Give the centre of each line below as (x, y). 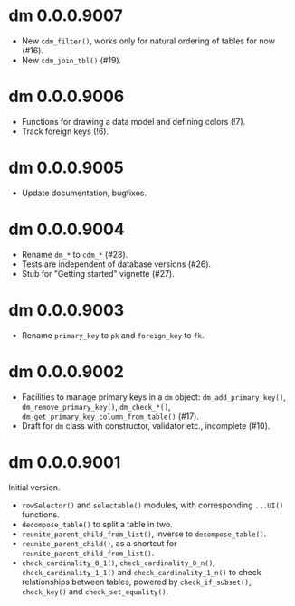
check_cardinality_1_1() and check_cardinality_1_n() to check (141, 572)
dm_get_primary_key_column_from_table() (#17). (110, 416)
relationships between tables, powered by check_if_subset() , (136, 582)
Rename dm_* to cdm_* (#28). (75, 254)
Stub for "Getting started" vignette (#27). (98, 273)
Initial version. (34, 487)
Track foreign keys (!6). (65, 131)
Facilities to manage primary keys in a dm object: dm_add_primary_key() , (154, 397)
